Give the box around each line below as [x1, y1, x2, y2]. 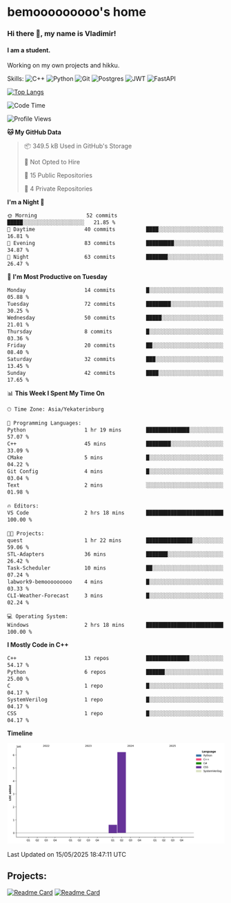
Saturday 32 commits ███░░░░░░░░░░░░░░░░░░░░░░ [7, 356, 224, 363]
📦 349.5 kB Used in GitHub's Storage [23, 142, 132, 150]
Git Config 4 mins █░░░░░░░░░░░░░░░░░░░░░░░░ [7, 468, 224, 475]
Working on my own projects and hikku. [7, 61, 120, 70]
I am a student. [7, 46, 51, 54]
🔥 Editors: [7, 503, 39, 509]
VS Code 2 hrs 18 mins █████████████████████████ [7, 509, 224, 516]
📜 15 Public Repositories [23, 171, 93, 179]
